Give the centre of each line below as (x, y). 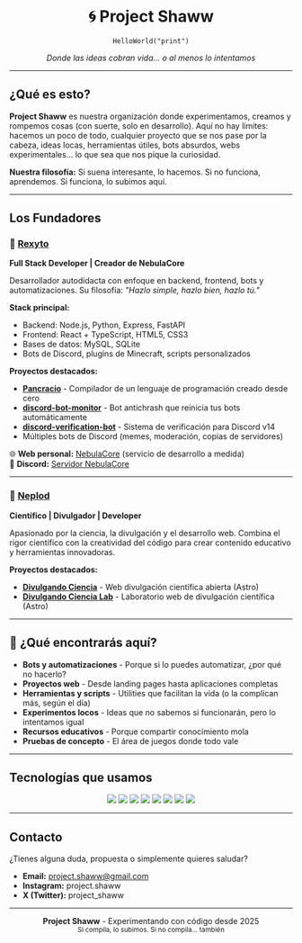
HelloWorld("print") (151, 41)
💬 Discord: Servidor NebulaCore (70, 464)
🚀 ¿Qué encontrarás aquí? (83, 643)
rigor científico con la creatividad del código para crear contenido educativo (151, 543)
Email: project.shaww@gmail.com (85, 876)
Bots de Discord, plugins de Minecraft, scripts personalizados (137, 354)
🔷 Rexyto (29, 244)
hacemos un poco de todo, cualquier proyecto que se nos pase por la (138, 135)
